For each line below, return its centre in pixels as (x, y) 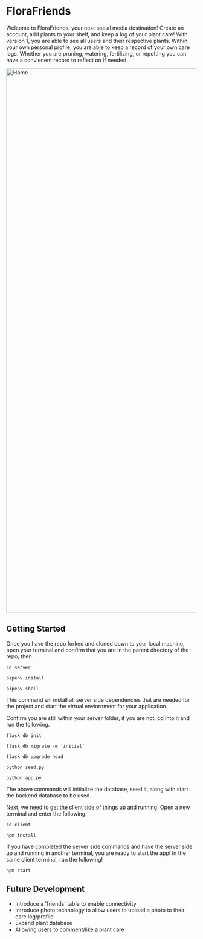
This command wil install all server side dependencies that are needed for (98, 699)
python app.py (24, 778)
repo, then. (20, 656)
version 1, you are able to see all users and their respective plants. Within (97, 41)
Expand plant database (43, 923)
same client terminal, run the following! (55, 859)
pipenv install (25, 678)
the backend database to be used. (49, 795)
